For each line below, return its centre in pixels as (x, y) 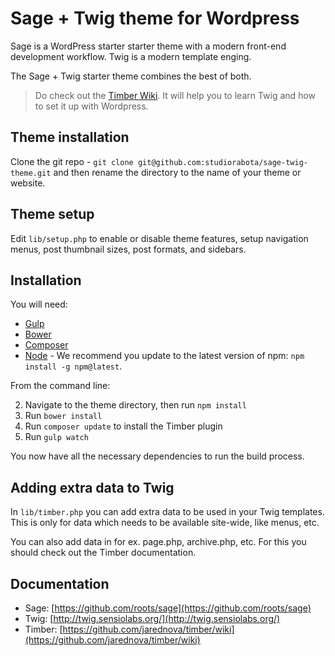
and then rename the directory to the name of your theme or (177, 172)
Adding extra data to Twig (92, 487)
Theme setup (52, 214)
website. (28, 183)
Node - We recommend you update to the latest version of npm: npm (164, 356)
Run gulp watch (56, 437)
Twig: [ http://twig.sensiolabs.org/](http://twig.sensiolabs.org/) (152, 618)
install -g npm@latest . (73, 366)
